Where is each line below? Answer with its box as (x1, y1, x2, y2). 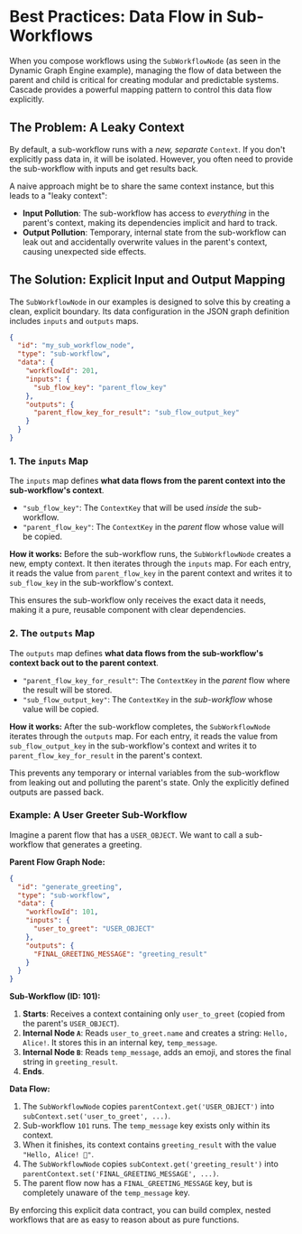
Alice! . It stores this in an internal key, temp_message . (22, 1037, 218, 1048)
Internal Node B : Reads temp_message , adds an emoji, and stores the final (22, 1047, 291, 1058)
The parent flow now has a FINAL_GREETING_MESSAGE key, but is (22, 1178, 253, 1189)
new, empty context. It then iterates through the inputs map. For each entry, (9, 558, 291, 570)
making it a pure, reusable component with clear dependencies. (9, 605, 246, 616)
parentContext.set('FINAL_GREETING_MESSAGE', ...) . (22, 1168, 219, 1179)
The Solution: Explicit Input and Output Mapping (9, 273, 286, 288)
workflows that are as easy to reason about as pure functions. (9, 1214, 240, 1225)
